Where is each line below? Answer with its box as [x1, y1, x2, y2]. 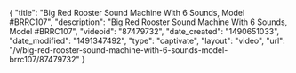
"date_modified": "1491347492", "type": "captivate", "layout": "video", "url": [9, 35, 286, 46]
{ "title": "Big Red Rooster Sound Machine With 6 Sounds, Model [9, 8, 245, 18]
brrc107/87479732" [9, 55, 80, 64]
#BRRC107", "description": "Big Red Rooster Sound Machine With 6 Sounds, [9, 17, 288, 27]
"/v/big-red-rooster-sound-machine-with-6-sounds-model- [9, 45, 228, 55]
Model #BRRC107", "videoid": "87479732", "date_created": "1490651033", [9, 26, 280, 36]
